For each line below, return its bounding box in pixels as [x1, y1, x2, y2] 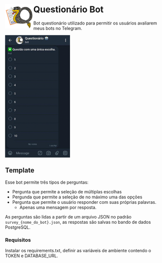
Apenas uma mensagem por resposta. [19, 204, 97, 210]
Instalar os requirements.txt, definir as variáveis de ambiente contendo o [5, 248, 151, 254]
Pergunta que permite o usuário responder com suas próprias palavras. [12, 199, 157, 205]
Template [5, 166, 35, 175]
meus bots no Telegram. [33, 25, 82, 31]
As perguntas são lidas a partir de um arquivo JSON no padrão [5, 214, 132, 219]
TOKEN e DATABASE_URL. [5, 253, 58, 259]
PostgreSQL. [5, 224, 31, 230]
